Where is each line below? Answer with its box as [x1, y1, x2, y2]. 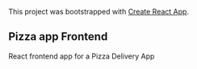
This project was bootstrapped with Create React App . [8, 7, 190, 16]
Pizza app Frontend [8, 30, 108, 43]
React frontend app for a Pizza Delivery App [8, 51, 155, 61]
